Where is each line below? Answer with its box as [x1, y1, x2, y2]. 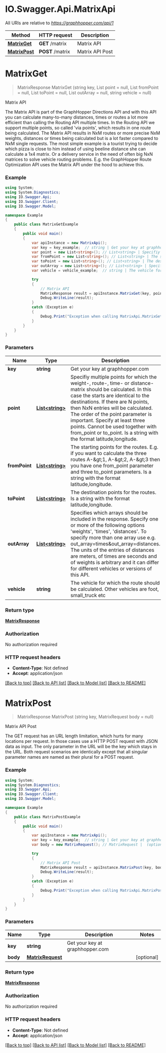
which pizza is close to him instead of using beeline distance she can [5, 145, 146, 152]
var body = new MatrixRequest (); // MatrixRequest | [31, 842, 142, 847]
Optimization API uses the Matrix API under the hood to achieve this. [5, 161, 144, 167]
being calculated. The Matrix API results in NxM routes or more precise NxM [5, 130, 161, 136]
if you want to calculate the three [70, 450, 147, 457]
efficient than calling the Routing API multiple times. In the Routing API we [5, 119, 155, 125]
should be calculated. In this [86, 386, 152, 393]
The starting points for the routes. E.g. [70, 443, 159, 450]
